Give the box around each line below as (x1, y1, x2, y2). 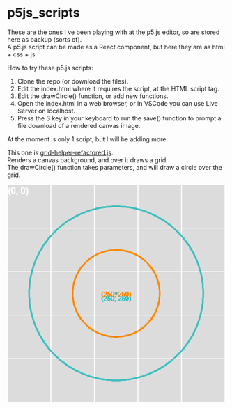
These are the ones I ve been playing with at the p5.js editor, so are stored (7, 28, 220, 36)
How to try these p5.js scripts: (7, 63, 93, 72)
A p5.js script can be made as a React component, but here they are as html (7, 42, 225, 51)
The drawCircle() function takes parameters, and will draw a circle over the (7, 163, 223, 171)
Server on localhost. (17, 107, 75, 115)
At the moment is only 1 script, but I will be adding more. (7, 134, 169, 143)
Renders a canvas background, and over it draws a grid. (7, 155, 169, 164)
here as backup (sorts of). (7, 35, 82, 43)
